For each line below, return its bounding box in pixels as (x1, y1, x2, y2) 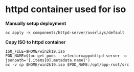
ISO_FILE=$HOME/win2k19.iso (5, 49, 65, 54)
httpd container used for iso (5, 4, 126, 15)
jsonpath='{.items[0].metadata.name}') (5, 57, 91, 63)
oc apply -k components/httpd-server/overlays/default (5, 30, 125, 35)
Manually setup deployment (5, 20, 66, 26)
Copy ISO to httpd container (5, 39, 66, 45)
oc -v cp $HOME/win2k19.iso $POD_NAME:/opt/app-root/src (5, 62, 129, 67)
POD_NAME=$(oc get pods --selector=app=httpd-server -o (5, 53, 127, 58)
